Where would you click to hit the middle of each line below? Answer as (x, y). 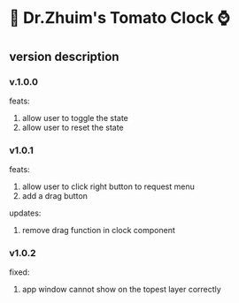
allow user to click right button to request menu (108, 186)
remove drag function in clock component (98, 231)
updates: (25, 213)
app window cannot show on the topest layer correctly (121, 290)
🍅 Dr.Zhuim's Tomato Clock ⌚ (119, 18)
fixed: (19, 272)
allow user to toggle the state (75, 117)
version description (64, 56)
